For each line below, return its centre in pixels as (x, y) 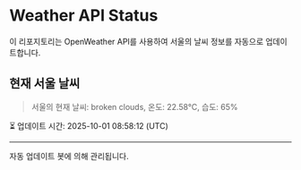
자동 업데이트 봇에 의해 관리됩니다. (69, 156)
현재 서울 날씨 (45, 84)
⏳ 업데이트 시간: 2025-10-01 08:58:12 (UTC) (89, 125)
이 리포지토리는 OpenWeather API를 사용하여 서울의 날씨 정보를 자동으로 (137, 41)
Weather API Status (84, 16)
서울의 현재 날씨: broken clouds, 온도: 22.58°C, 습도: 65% (134, 106)
